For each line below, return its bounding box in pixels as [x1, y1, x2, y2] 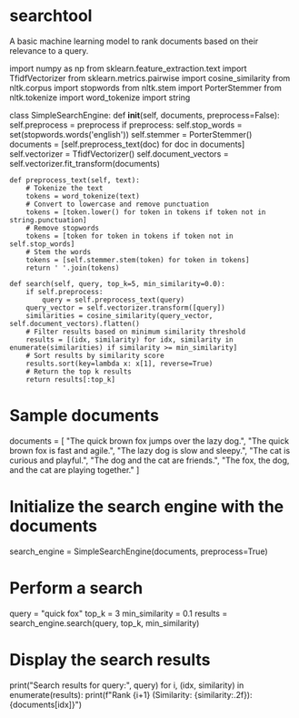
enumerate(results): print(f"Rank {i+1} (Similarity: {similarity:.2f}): [9, 689, 253, 700]
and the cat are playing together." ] [9, 464, 140, 475]
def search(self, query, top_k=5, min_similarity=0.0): [9, 279, 225, 288]
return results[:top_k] [25, 374, 116, 384]
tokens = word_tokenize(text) [25, 191, 141, 200]
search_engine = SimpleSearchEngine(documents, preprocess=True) [9, 546, 268, 557]
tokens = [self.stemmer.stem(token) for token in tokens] [25, 255, 250, 264]
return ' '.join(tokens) [25, 263, 120, 272]
